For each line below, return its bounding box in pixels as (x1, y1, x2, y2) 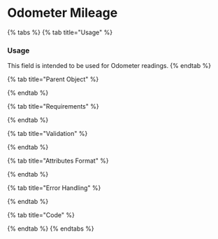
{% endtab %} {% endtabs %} (7, 224, 94, 233)
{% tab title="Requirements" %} (7, 102, 99, 111)
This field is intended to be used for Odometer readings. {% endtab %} (7, 62, 212, 70)
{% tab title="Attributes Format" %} (7, 156, 110, 165)
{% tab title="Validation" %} (7, 130, 88, 138)
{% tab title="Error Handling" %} (7, 184, 101, 192)
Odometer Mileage (7, 5, 118, 21)
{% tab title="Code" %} (7, 211, 75, 219)
